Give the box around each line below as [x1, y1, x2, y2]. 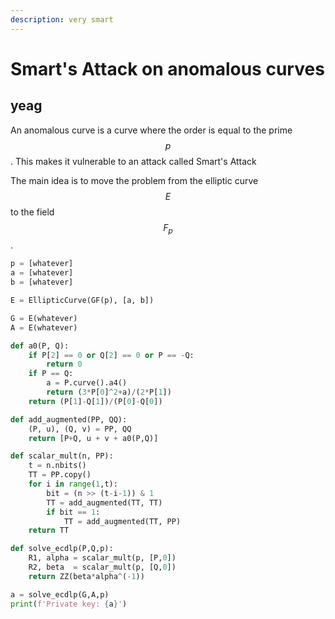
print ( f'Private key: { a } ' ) [10, 599, 128, 609]
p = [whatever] [10, 259, 74, 269]
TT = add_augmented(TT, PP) [63, 516, 182, 526]
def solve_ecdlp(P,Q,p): [10, 544, 114, 554]
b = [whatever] [10, 277, 74, 288]
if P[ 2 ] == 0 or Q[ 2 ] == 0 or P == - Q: [28, 350, 195, 360]
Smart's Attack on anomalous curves [10, 57, 325, 80]
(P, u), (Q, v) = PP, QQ [28, 424, 132, 434]
